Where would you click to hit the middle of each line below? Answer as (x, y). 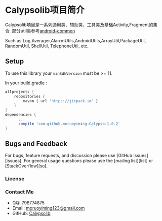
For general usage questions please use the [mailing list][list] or (88, 161)
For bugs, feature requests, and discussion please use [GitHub (69, 156)
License (15, 179)
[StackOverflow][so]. (26, 166)
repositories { (30, 96)
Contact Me (20, 192)
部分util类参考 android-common (43, 31)
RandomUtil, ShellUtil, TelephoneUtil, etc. (47, 46)
